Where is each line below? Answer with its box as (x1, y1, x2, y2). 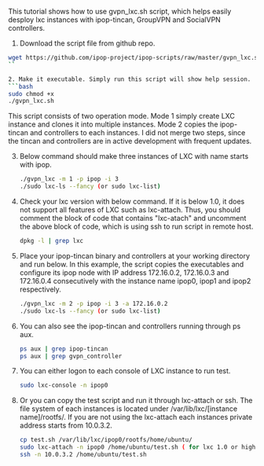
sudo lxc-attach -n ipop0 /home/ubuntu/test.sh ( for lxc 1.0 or (19, 443, 238, 451)
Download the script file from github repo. (19, 39, 156, 48)
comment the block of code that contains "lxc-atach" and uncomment (19, 214, 247, 222)
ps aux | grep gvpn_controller (19, 352, 123, 360)
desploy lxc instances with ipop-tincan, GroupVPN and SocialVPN (8, 15, 222, 24)
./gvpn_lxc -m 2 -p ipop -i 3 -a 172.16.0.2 (19, 299, 168, 307)
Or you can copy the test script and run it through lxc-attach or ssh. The (19, 396, 253, 405)
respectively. (19, 284, 61, 294)
